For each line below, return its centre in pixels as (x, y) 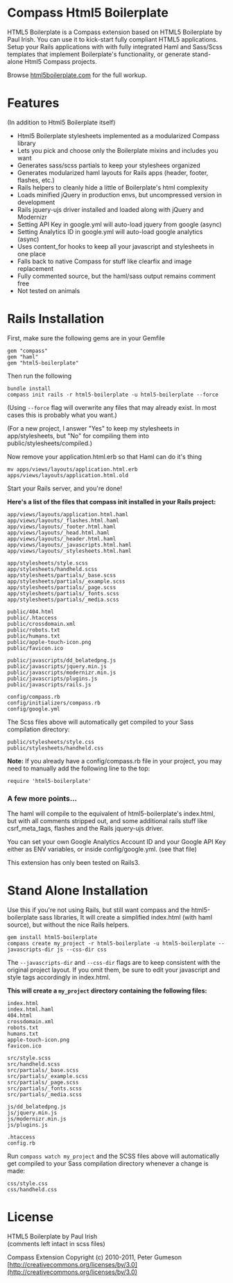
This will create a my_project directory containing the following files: (107, 991)
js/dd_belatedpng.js (37, 1107)
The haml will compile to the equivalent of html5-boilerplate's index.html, (111, 813)
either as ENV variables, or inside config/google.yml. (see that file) (102, 850)
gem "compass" (28, 351)
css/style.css (28, 1184)
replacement (35, 268)
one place (32, 254)
